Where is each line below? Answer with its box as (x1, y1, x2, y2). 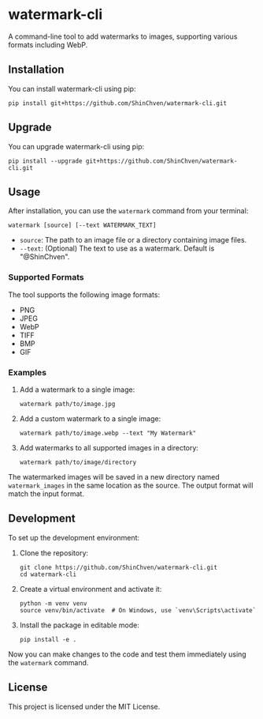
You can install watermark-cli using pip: (8, 84, 136, 93)
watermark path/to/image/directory (19, 458, 137, 466)
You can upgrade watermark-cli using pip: (8, 141, 145, 151)
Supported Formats (8, 272, 84, 283)
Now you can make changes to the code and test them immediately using (8, 649, 246, 659)
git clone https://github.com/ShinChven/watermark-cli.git (19, 563, 218, 571)
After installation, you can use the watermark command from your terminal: (8, 206, 249, 216)
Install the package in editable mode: (19, 620, 139, 630)
